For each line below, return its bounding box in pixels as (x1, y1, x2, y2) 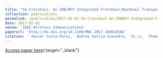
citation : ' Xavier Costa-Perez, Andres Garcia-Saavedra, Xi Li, (5, 34, 145, 39)
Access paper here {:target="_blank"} (5, 47, 80, 53)
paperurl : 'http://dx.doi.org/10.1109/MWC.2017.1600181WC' (5, 29, 127, 34)
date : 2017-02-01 (5, 20, 40, 26)
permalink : (5, 16, 27, 21)
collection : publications (5, 12, 57, 16)
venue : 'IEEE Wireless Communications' (5, 25, 86, 30)
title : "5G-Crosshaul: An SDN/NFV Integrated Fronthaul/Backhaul (5, 7, 140, 12)
